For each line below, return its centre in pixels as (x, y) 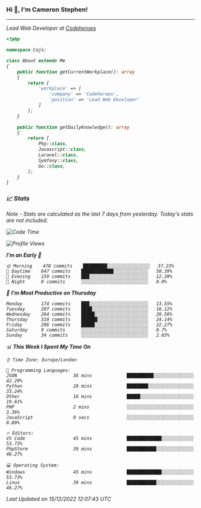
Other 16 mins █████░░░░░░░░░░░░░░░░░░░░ (100, 396)
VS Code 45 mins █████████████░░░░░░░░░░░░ (100, 438)
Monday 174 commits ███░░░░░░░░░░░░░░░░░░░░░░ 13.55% (89, 304)
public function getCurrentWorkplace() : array (76, 72)
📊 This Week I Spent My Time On (48, 346)
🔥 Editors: (20, 433)
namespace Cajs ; (26, 50)
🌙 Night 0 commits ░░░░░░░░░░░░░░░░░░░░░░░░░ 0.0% (87, 282)
